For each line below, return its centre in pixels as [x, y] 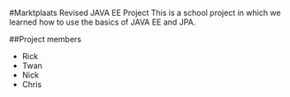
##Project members [46, 39]
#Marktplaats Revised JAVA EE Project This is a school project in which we [145, 13]
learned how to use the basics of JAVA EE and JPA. [103, 22]
